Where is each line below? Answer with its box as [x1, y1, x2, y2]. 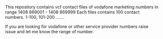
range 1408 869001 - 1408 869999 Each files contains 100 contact [5, 9, 140, 15]
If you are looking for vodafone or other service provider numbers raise [5, 24, 149, 29]
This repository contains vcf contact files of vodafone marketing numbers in [5, 4, 159, 10]
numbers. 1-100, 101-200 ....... [5, 14, 65, 20]
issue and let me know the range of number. [5, 29, 94, 34]
